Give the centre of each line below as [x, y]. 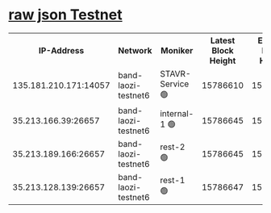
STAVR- [175, 73]
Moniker [177, 50]
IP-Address [61, 50]
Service [175, 84]
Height [223, 61]
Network [135, 50]
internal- [177, 114]
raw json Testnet [65, 15]
